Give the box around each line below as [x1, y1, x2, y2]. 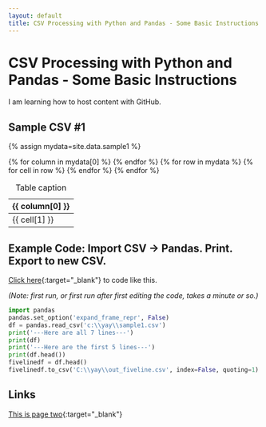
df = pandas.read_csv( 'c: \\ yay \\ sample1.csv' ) [8, 321, 166, 329]
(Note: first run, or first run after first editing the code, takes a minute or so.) [8, 291, 259, 300]
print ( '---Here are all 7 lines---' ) [8, 328, 134, 336]
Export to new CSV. [8, 254, 107, 268]
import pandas [8, 306, 56, 315]
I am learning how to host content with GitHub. [8, 97, 161, 107]
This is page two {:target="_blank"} [8, 409, 123, 419]
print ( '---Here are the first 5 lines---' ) [8, 344, 156, 352]
